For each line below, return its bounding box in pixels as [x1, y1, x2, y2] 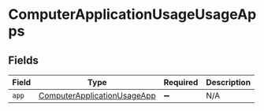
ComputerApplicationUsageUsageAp [8, 6, 257, 24]
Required [163, 77, 199, 87]
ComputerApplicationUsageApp [38, 91, 156, 101]
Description [206, 77, 251, 87]
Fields [8, 54, 39, 67]
